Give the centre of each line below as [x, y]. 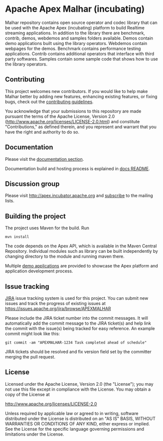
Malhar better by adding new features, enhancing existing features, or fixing [81, 96]
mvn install [17, 237]
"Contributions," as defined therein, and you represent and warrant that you [81, 127]
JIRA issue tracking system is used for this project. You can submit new [77, 298]
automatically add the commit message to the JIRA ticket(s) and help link [78, 323]
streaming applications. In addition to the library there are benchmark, [75, 33]
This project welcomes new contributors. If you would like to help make [76, 91]
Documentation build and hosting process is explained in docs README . [77, 168]
